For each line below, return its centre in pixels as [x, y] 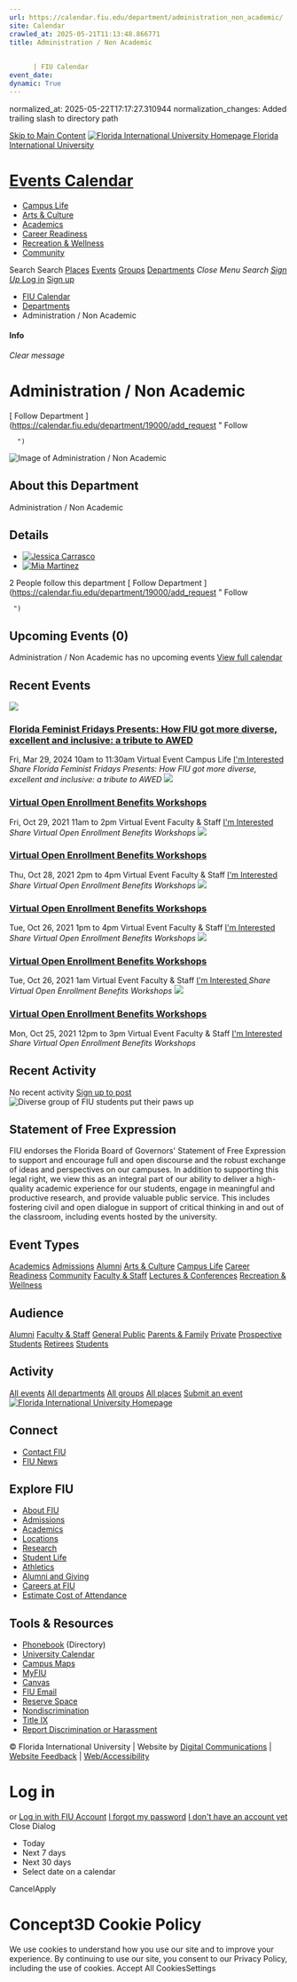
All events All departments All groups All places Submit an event [126, 1393]
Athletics [38, 1567]
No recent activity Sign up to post [70, 1092]
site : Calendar [37, 26]
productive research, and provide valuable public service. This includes [140, 1198]
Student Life [44, 1558]
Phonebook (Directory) [64, 1645]
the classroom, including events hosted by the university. [113, 1217]
